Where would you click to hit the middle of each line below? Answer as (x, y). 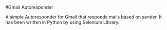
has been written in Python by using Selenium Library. (62, 22)
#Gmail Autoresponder (29, 7)
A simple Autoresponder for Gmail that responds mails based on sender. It (83, 17)
